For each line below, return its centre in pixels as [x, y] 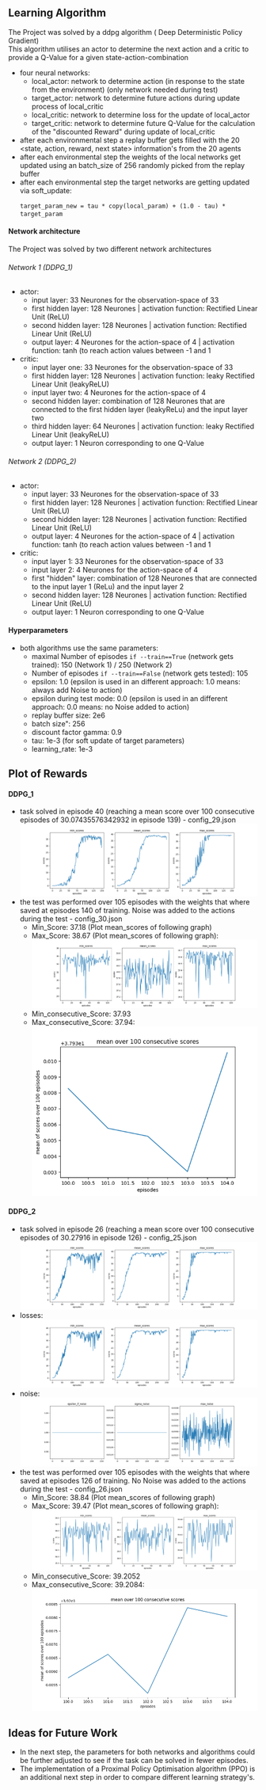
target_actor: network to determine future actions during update [135, 97]
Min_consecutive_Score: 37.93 [81, 1014]
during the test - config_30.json [71, 919]
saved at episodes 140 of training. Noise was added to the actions [127, 910]
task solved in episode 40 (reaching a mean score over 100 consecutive [137, 812]
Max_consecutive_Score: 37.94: [83, 1023]
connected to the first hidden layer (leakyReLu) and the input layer [139, 409]
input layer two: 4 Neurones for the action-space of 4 [119, 393]
